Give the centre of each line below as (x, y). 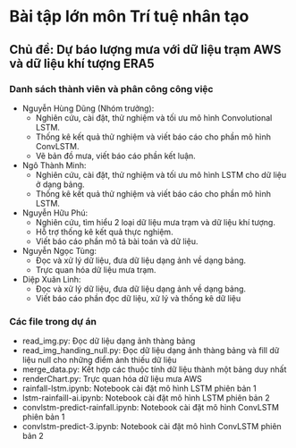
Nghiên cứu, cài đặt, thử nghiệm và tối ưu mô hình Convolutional (154, 117)
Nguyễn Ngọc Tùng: (59, 250)
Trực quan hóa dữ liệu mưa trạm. (96, 269)
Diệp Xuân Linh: (51, 279)
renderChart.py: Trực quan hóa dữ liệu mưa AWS (112, 379)
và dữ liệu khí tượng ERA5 (82, 63)
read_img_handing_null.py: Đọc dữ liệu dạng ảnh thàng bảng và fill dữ (151, 351)
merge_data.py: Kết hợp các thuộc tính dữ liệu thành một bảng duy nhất (154, 369)
